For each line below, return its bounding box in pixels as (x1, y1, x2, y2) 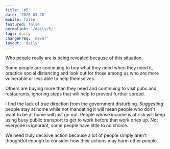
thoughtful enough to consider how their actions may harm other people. (5, 137, 158, 143)
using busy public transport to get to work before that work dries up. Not (5, 117, 158, 123)
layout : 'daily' (5, 41, 40, 46)
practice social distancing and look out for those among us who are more (5, 70, 159, 76)
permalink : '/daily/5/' (5, 27, 56, 32)
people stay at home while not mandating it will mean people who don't (5, 106, 155, 112)
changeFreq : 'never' (5, 36, 50, 41)
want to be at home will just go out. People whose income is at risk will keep (5, 111, 165, 117)
